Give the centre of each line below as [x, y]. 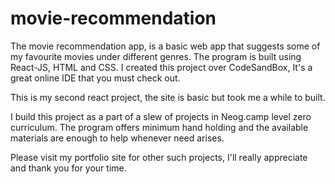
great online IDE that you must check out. [95, 78]
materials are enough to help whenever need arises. [117, 138]
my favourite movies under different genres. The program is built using [156, 56]
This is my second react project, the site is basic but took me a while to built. [168, 97]
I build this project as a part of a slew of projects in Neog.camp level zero [161, 116]
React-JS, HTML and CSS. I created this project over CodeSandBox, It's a [161, 67]
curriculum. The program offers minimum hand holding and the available [159, 127]
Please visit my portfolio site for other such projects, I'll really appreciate [159, 157]
